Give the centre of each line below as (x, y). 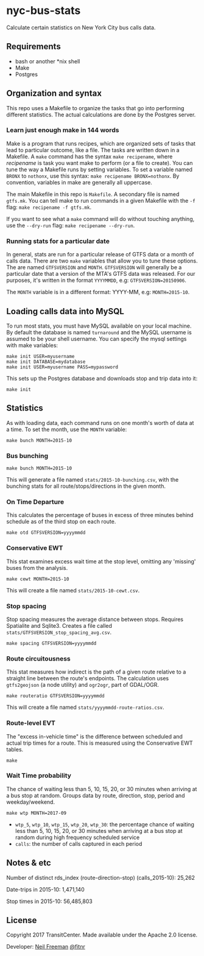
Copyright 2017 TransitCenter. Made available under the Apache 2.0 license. (102, 935)
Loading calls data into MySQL (65, 311)
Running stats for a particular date (58, 241)
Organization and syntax (54, 93)
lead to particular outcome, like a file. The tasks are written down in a (93, 150)
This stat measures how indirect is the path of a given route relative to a (96, 672)
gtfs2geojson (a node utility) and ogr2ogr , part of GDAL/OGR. (83, 685)
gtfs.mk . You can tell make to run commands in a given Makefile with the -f (101, 200)
